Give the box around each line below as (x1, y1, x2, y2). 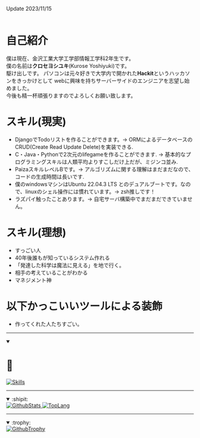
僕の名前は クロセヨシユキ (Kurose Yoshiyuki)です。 (6, 62, 130, 69)
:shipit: (11, 395, 29, 402)
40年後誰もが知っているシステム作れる (14, 254, 110, 261)
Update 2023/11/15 (6, 5, 52, 12)
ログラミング (14, 158, 46, 165)
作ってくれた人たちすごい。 (14, 320, 83, 327)
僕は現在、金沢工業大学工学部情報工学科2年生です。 (6, 55, 135, 62)
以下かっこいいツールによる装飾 (6, 300, 162, 313)
